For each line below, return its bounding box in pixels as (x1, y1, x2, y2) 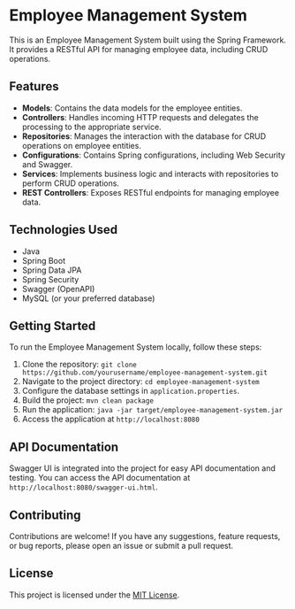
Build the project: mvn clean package (21, 395, 155, 405)
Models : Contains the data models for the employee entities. (21, 103, 243, 113)
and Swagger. (21, 158, 73, 169)
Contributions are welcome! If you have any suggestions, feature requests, (9, 531, 281, 541)
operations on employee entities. (21, 140, 141, 150)
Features (9, 79, 59, 94)
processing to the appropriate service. (21, 121, 162, 132)
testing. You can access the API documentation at (9, 473, 191, 483)
